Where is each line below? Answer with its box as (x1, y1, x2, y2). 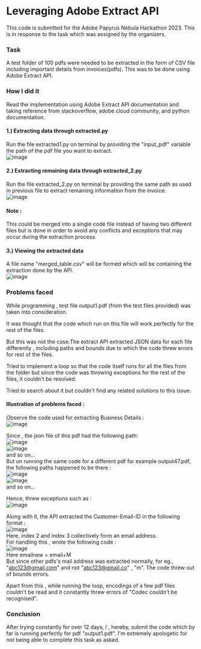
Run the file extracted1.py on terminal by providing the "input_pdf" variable (6, 140, 191, 148)
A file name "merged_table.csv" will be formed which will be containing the (6, 260, 192, 268)
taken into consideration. (6, 308, 68, 315)
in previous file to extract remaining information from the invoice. (6, 186, 167, 194)
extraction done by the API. (6, 266, 74, 274)
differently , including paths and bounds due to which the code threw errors (6, 344, 193, 351)
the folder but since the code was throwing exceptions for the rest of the (6, 369, 186, 376)
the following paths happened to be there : (6, 464, 112, 471)
